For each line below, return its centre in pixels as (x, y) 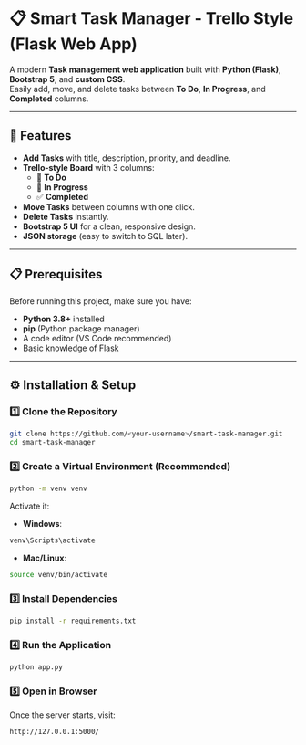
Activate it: (30, 506)
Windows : (42, 524)
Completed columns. (49, 99)
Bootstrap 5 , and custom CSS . (67, 79)
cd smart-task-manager (52, 443)
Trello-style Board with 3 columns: (88, 167)
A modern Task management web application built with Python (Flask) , (145, 69)
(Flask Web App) (74, 44)
